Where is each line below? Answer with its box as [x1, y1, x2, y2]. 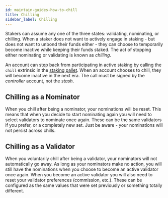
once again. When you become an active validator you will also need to [5, 172, 153, 177]
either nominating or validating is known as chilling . [5, 52, 112, 58]
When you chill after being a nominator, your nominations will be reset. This [5, 106, 161, 112]
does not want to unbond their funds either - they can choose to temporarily [5, 41, 163, 47]
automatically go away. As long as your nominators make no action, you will [5, 161, 162, 167]
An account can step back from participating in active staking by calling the [5, 62, 162, 68]
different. [5, 188, 24, 193]
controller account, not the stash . [5, 78, 74, 84]
